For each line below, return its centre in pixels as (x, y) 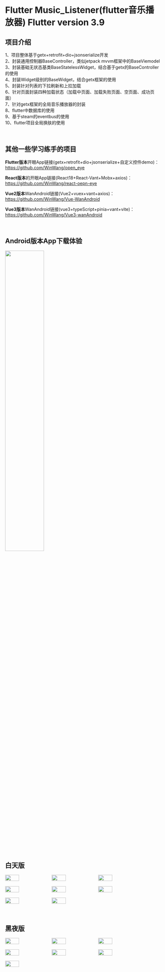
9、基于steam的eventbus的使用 (37, 117)
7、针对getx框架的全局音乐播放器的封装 (45, 104)
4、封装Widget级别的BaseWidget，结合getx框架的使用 (61, 80)
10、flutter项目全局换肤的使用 (35, 123)
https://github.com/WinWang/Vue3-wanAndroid (54, 214)
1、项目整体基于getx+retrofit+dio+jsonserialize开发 (57, 55)
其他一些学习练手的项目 (41, 149)
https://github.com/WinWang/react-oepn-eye (51, 183)
